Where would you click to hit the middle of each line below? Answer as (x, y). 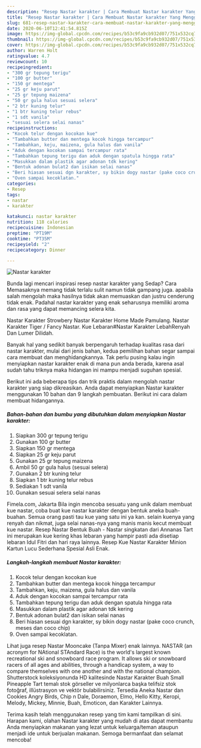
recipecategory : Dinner (36, 250)
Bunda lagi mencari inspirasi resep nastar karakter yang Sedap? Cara (92, 283)
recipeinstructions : (33, 128)
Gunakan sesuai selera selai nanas (58, 493)
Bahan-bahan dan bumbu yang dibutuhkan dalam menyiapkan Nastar (96, 414)
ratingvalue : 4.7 (28, 56)
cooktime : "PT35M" (30, 239)
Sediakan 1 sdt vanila (41, 486)
